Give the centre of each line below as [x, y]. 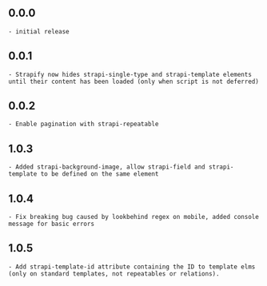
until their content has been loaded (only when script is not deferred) [134, 81]
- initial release [39, 31]
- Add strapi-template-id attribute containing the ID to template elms [132, 267]
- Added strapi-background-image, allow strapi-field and [107, 167]
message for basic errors [51, 224]
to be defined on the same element [100, 174]
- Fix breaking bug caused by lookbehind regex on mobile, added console [134, 217]
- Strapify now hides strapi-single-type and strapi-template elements [130, 74]
